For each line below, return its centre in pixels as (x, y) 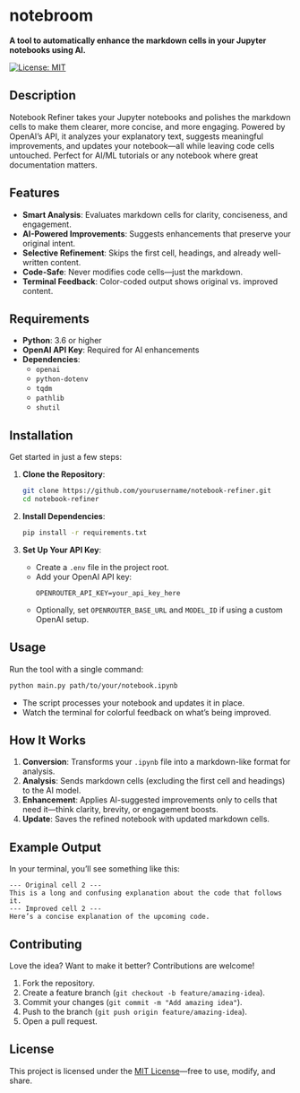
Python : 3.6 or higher (62, 341)
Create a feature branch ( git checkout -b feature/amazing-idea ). (144, 993)
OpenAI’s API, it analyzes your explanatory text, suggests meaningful (137, 136)
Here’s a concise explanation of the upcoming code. (110, 917)
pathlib (50, 399)
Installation (41, 435)
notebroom (51, 16)
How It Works (48, 740)
